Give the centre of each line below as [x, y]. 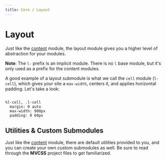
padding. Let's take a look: [32, 89]
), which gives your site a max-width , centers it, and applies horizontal [85, 83]
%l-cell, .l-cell [23, 102]
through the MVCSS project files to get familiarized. [58, 153]
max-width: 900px [28, 111]
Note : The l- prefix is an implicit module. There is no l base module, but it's [83, 63]
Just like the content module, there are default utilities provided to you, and [82, 143]
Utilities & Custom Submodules [54, 130]
